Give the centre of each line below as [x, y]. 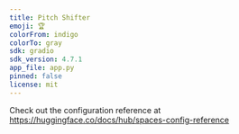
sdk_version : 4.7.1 [46, 59]
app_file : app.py [42, 68]
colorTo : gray [36, 43]
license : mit [34, 85]
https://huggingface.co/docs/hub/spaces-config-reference [119, 120]
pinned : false [36, 76]
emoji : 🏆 [28, 26]
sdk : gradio [32, 51]
